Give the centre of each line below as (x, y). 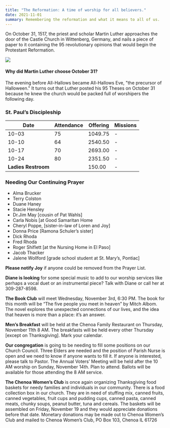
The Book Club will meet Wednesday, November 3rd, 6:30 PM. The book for (85, 299)
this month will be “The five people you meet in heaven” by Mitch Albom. (81, 304)
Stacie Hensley (28, 210)
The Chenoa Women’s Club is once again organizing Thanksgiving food (81, 382)
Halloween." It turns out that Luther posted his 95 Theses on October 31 (80, 88)
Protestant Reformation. (30, 50)
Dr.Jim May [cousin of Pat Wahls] (47, 215)
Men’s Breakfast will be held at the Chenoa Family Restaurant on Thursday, (84, 325)
